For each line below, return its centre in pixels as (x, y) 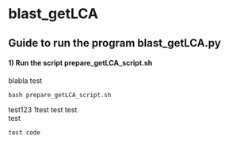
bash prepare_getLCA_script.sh (60, 95)
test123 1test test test (43, 109)
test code (25, 132)
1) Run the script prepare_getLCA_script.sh (80, 63)
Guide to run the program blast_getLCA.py (115, 43)
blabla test (25, 81)
